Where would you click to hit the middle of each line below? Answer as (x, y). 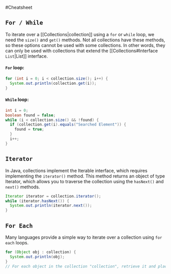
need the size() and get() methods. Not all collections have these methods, (85, 40)
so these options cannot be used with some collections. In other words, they (85, 45)
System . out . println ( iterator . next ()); (51, 206)
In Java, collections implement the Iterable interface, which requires (76, 170)
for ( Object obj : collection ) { (41, 252)
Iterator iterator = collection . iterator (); (53, 196)
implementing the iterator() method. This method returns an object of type (85, 176)
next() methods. (23, 187)
